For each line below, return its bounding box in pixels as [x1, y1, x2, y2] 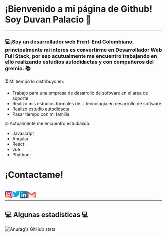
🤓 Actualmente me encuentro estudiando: [5, 120, 91, 127]
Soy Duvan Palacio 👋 [5, 14, 92, 25]
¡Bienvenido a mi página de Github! [5, 3, 153, 15]
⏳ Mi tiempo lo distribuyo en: [5, 78, 65, 85]
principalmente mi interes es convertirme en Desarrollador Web [5, 46, 162, 53]
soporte [12, 95, 29, 101]
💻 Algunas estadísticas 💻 [5, 210, 88, 219]
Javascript [12, 130, 34, 137]
